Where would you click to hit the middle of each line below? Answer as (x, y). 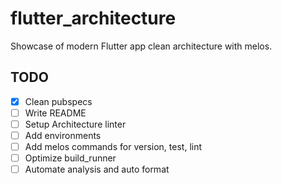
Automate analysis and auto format (97, 169)
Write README (55, 113)
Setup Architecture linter (75, 124)
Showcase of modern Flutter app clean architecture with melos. (141, 46)
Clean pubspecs (58, 101)
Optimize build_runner (70, 158)
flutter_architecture (93, 18)
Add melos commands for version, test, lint (113, 146)
